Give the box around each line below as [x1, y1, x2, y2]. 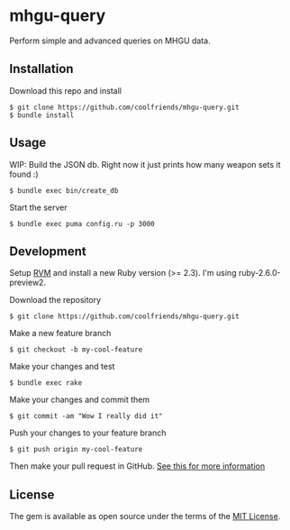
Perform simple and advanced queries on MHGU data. [9, 35, 211, 46]
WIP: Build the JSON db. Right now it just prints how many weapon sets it [9, 159, 281, 169]
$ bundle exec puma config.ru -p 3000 [9, 219, 155, 228]
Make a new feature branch [9, 328, 112, 339]
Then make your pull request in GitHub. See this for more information [9, 461, 266, 471]
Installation [9, 61, 74, 77]
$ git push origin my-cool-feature [9, 445, 143, 454]
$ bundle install [9, 110, 75, 120]
